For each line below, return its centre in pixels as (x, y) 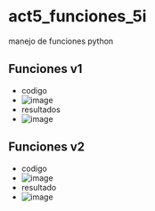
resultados (41, 110)
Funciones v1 (45, 69)
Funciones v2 (47, 147)
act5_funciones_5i (77, 16)
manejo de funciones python (61, 41)
